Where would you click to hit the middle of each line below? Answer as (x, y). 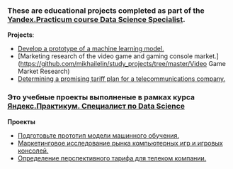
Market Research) (44, 71)
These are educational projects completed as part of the (106, 11)
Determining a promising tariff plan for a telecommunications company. (121, 79)
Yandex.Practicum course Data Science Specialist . (96, 19)
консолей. (33, 151)
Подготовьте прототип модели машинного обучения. (98, 135)
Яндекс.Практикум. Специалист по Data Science (96, 107)
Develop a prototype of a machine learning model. (91, 49)
